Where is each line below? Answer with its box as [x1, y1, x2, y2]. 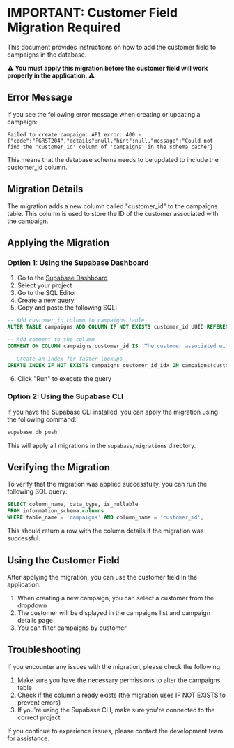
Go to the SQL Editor [17, 289, 77, 297]
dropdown [17, 601, 47, 610]
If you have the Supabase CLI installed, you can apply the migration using [7, 408, 218, 416]
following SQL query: [7, 487, 68, 496]
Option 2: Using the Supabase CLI [7, 391, 124, 401]
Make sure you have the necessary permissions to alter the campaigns [17, 676, 221, 684]
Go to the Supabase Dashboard [17, 274, 108, 282]
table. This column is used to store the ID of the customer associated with [7, 209, 219, 217]
